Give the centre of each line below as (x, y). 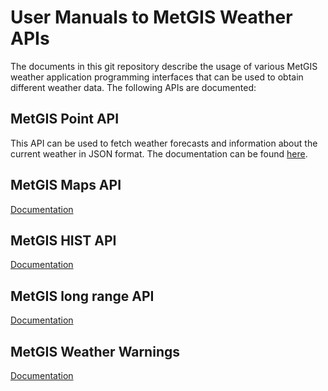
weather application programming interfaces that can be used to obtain (157, 77)
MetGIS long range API (82, 296)
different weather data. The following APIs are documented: (133, 87)
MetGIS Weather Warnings (95, 351)
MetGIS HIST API (63, 240)
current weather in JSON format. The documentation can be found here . (159, 153)
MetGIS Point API (65, 119)
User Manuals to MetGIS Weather (151, 17)
